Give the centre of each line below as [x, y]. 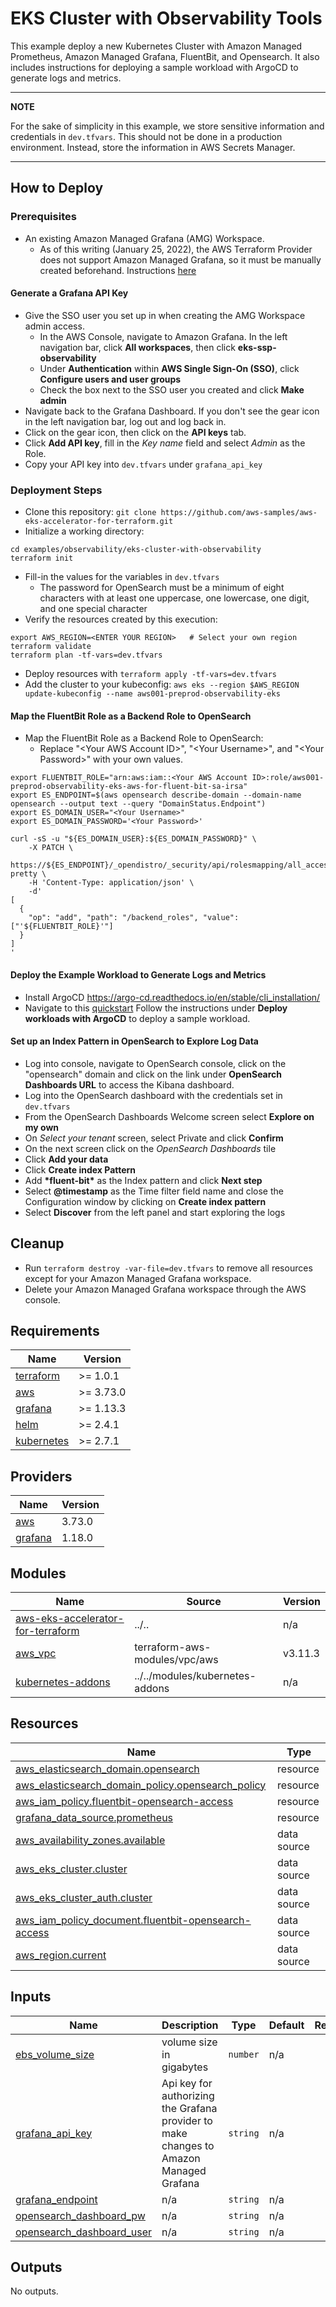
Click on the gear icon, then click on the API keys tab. [135, 432]
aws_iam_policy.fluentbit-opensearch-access [124, 1801]
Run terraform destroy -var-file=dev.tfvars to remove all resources [168, 1268]
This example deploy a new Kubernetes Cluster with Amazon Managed [156, 46]
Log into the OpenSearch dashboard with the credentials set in [153, 1095]
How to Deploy [57, 188]
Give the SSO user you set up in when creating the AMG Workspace [165, 315]
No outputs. [34, 2291]
